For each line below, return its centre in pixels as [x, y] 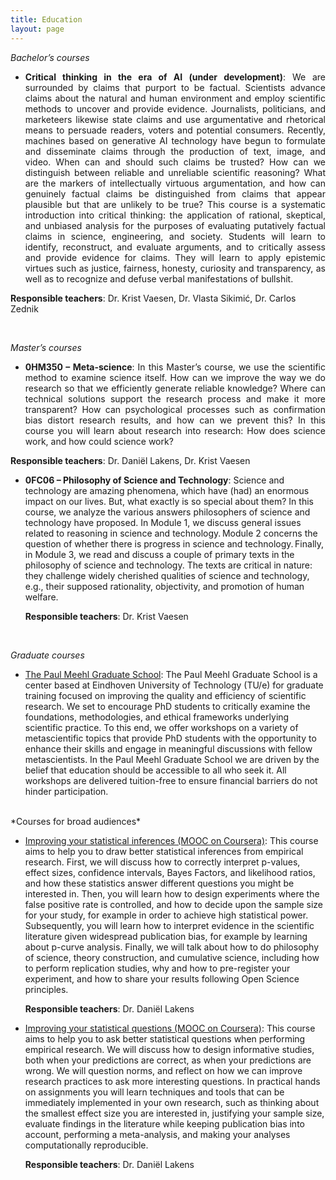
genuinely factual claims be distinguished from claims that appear [175, 193]
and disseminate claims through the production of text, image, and [175, 151]
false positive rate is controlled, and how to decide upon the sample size [173, 904]
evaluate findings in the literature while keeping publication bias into [164, 1123]
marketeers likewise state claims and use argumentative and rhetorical [175, 119]
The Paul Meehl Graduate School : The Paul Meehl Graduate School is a [171, 674]
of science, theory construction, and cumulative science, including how [172, 957]
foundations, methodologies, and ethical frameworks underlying [157, 717]
